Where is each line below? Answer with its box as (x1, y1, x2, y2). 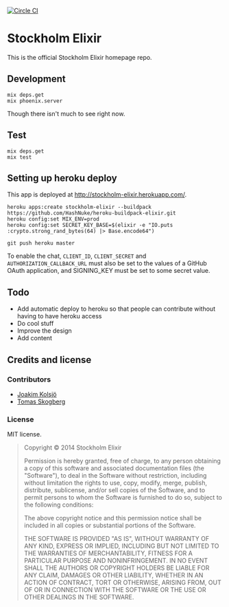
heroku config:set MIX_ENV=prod (7, 216, 99, 223)
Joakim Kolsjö (16, 390, 57, 398)
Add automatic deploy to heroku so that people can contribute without (16, 305, 216, 313)
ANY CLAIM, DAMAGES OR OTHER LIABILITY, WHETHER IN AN (23, 571, 204, 580)
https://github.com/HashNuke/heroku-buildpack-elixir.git (7, 210, 176, 217)
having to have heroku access (16, 312, 102, 320)
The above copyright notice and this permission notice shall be (23, 514, 202, 522)
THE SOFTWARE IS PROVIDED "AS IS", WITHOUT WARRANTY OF (23, 535, 210, 543)
